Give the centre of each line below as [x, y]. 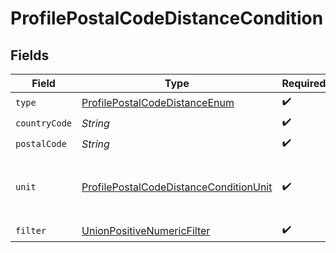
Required [304, 83]
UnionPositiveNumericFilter [146, 230]
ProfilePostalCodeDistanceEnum [158, 102]
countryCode [44, 123]
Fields [30, 55]
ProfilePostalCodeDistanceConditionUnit [177, 187]
